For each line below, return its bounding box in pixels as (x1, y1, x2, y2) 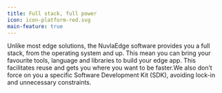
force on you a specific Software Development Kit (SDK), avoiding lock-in (7, 71, 216, 79)
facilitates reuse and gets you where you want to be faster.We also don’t (7, 63, 212, 72)
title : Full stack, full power (7, 10, 97, 17)
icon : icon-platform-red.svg (7, 17, 91, 23)
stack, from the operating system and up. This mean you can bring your (7, 49, 212, 57)
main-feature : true (7, 23, 63, 30)
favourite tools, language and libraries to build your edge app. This (7, 56, 196, 65)
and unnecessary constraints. (7, 79, 92, 87)
